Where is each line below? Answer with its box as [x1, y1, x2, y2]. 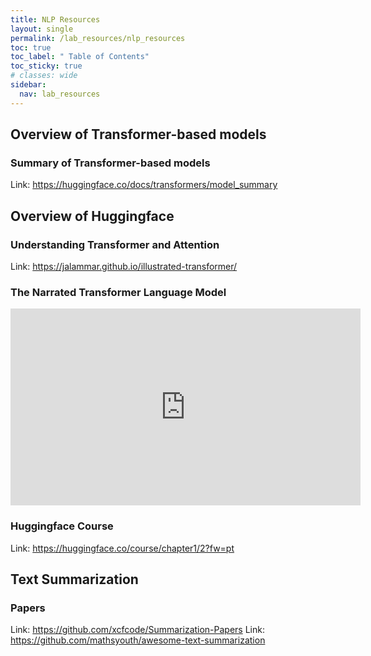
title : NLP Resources [10, 14, 101, 25]
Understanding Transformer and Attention [10, 237, 220, 251]
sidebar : [10, 80, 47, 90]
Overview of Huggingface [10, 207, 175, 225]
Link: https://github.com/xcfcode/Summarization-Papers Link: [10, 624, 265, 636]
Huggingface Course [10, 519, 114, 533]
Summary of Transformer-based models [10, 156, 211, 170]
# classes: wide [10, 71, 78, 81]
